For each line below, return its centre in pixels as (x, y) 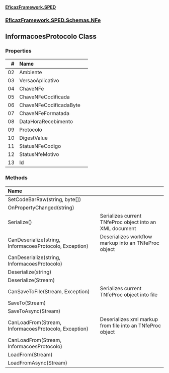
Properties (18, 50)
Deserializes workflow (126, 236)
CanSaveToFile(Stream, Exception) (49, 291)
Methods (16, 178)
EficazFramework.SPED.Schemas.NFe (53, 20)
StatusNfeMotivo (39, 154)
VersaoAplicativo (39, 81)
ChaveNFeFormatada (44, 114)
